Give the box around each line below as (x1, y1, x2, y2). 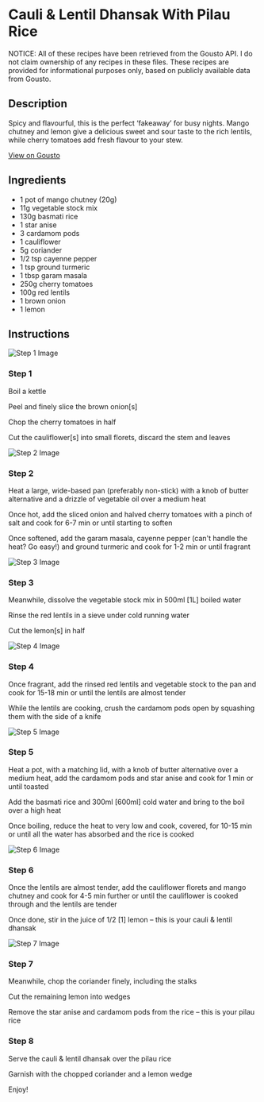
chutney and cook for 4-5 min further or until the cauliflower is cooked (8, 891, 239, 901)
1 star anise (19, 220, 57, 230)
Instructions (8, 327, 70, 341)
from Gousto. (8, 74, 52, 83)
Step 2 (8, 467, 34, 478)
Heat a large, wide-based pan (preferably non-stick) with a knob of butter (8, 485, 249, 495)
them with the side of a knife (8, 711, 101, 721)
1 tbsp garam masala (19, 270, 87, 280)
